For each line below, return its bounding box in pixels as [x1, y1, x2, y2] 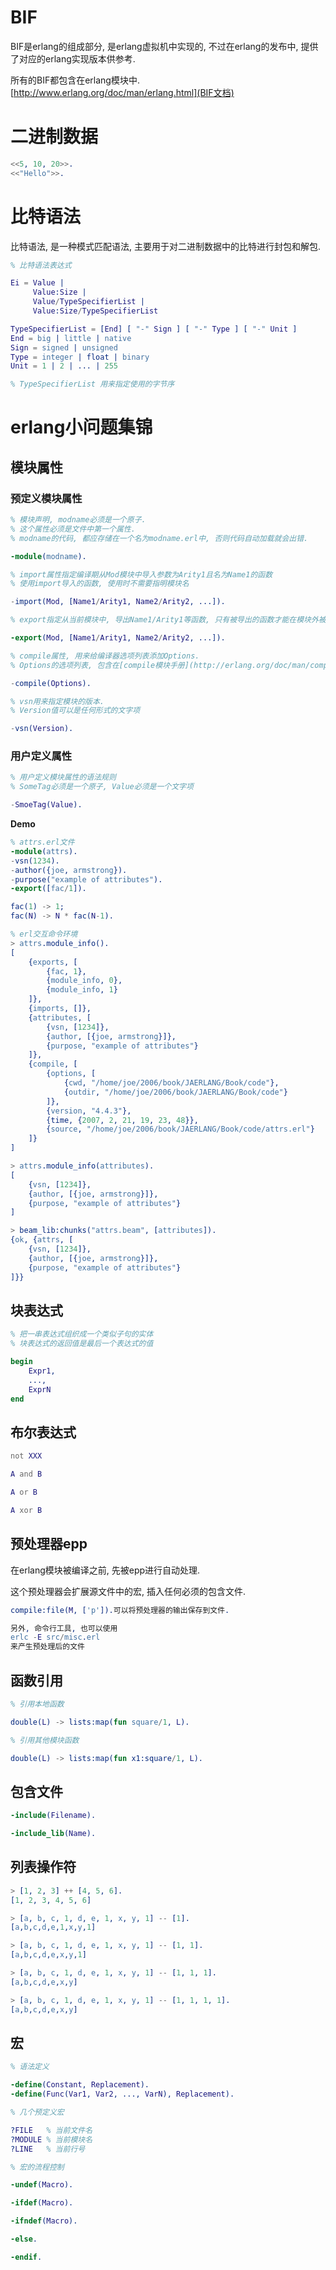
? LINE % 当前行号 [10, 2144, 86, 2154]
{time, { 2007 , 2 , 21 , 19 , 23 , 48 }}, [46, 1115, 199, 1125]
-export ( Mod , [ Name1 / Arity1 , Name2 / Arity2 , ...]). [10, 633, 226, 643]
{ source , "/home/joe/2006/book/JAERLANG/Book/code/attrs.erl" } [46, 1124, 315, 1135]
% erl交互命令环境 [10, 929, 78, 940]
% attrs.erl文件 [10, 837, 75, 848]
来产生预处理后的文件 [10, 1642, 85, 1652]
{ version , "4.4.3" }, [46, 1106, 132, 1116]
